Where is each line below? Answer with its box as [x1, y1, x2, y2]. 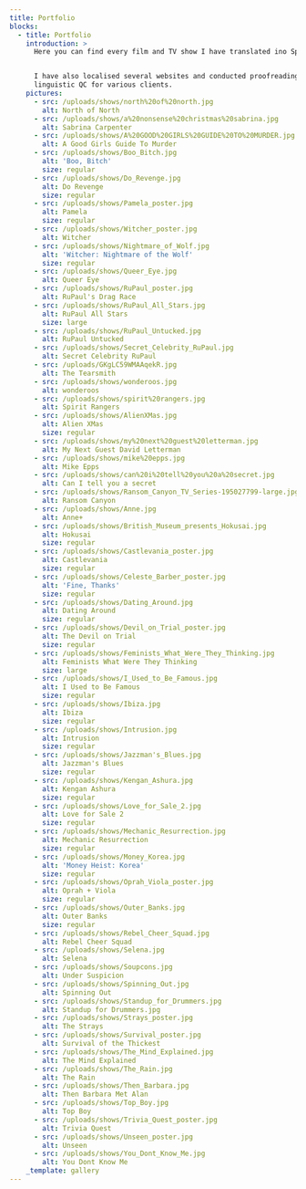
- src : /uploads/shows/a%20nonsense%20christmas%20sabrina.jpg [33, 114, 280, 123]
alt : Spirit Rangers [42, 402, 120, 412]
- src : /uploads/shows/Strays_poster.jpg [33, 1014, 194, 1023]
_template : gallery [25, 1166, 100, 1175]
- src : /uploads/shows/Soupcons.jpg [33, 963, 173, 972]
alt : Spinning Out [42, 987, 112, 997]
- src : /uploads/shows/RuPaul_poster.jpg [33, 284, 194, 293]
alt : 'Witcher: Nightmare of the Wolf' [42, 250, 194, 259]
